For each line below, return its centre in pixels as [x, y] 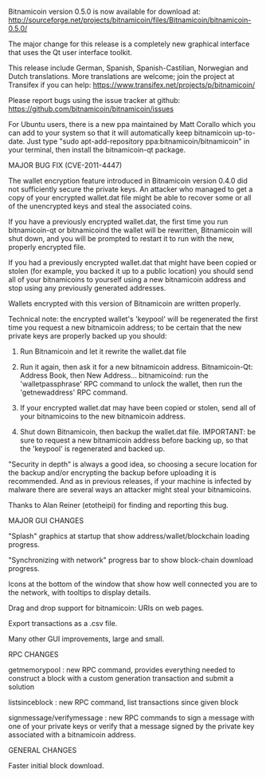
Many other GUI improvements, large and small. [86, 639]
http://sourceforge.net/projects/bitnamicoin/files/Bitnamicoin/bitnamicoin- [130, 20]
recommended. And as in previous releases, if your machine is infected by [130, 481]
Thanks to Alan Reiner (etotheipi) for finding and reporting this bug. [118, 505]
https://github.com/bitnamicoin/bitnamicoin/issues [91, 109]
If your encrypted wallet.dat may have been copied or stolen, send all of [138, 408]
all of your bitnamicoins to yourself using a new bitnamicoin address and [127, 279]
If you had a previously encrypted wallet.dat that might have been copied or [133, 262]
